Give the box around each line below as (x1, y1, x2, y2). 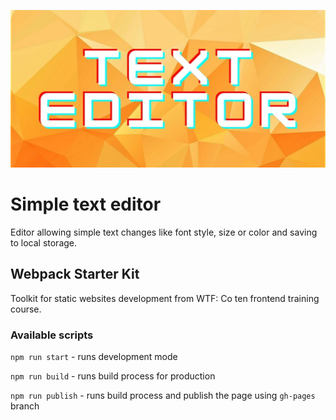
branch (10, 400, 40, 412)
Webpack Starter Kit (10, 266, 140, 283)
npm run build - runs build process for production (10, 370, 216, 382)
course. (10, 303, 42, 315)
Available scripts (10, 328, 94, 342)
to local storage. (10, 236, 78, 249)
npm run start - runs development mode (10, 351, 178, 363)
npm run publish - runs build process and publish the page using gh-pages (10, 390, 316, 402)
